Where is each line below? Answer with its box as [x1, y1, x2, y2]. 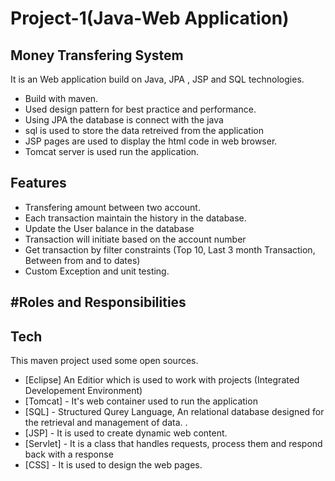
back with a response [24, 448, 114, 461]
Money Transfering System [10, 47, 184, 64]
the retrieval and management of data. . [24, 417, 188, 429]
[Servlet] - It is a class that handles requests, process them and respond [24, 438, 323, 450]
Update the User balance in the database [24, 222, 195, 234]
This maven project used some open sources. [10, 355, 199, 367]
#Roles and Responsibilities [10, 294, 187, 311]
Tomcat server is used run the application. [24, 146, 200, 157]
